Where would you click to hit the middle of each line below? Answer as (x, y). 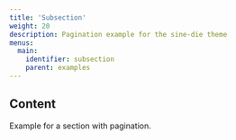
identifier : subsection (70, 59)
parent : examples (58, 68)
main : (28, 51)
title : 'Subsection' (48, 17)
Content (33, 104)
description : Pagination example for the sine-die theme (118, 34)
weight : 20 (30, 26)
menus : (22, 43)
